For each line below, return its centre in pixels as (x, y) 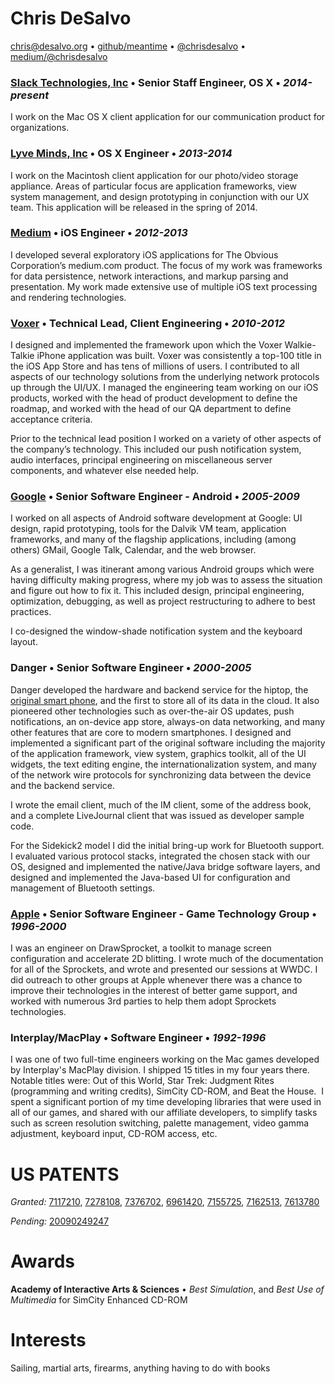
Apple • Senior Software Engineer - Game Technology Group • (163, 914)
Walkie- (300, 345)
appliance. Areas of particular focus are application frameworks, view (153, 186)
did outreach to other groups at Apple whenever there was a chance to (156, 980)
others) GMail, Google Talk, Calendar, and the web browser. (133, 550)
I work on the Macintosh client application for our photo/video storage (154, 175)
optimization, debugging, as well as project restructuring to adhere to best (163, 601)
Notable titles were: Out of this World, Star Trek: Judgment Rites (142, 1081)
